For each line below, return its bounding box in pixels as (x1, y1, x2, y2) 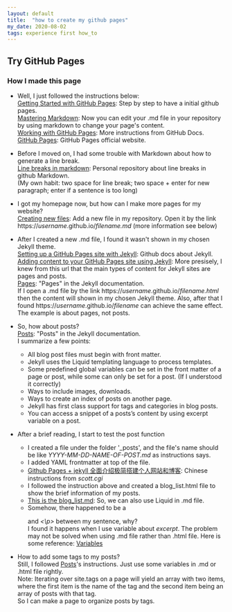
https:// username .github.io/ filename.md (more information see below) (17, 221, 217, 229)
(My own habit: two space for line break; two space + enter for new (17, 178, 210, 187)
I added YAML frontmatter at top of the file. (27, 458, 150, 466)
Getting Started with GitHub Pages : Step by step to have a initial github (17, 98, 220, 107)
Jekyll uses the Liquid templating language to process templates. (27, 358, 213, 366)
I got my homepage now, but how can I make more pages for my (17, 199, 202, 208)
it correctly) (27, 379, 61, 388)
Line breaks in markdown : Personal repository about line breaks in (17, 164, 206, 172)
